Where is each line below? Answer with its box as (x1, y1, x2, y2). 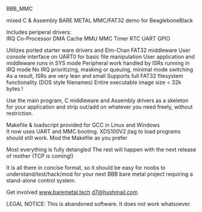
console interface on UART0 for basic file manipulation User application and (6, 53, 195, 60)
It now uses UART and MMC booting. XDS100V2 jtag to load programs (6, 128, 181, 135)
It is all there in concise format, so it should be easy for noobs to (6, 164, 166, 171)
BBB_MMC (6, 5, 33, 12)
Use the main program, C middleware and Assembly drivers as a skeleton (6, 97, 189, 104)
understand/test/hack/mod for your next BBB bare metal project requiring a (6, 170, 193, 178)
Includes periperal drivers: (6, 28, 72, 36)
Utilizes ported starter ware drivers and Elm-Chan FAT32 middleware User (6, 47, 191, 54)
